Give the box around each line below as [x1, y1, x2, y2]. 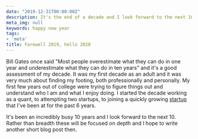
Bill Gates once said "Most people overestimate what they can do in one [6, 57, 181, 65]
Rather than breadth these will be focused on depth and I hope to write [6, 119, 178, 127]
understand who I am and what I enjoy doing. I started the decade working [6, 89, 187, 96]
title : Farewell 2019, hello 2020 [6, 42, 91, 48]
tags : [6, 31, 19, 37]
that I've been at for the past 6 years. [6, 102, 96, 109]
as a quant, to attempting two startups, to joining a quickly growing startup [6, 95, 187, 102]
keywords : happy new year [6, 25, 70, 31]
